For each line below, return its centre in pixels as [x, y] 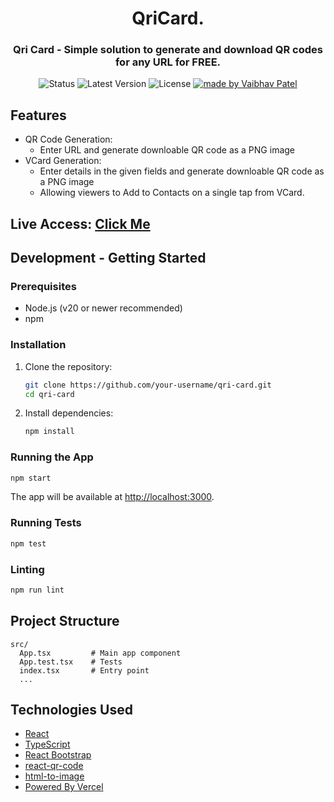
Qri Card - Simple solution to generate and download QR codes [168, 50]
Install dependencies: [69, 413]
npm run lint [37, 590]
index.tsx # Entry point [84, 670]
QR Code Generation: [68, 139]
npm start [31, 478]
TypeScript [47, 744]
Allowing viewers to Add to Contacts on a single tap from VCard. [172, 193]
